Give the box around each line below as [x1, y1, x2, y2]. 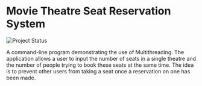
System [6, 17, 46, 31]
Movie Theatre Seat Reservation [6, 4, 171, 18]
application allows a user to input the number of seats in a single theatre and [6, 55, 197, 62]
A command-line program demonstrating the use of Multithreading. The [6, 48, 185, 55]
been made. [6, 74, 36, 81]
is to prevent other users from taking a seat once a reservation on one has [6, 67, 191, 75]
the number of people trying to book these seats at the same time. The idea [6, 61, 194, 69]
